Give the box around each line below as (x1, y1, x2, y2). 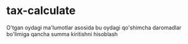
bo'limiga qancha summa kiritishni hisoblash (6, 30, 118, 37)
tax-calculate (6, 4, 76, 18)
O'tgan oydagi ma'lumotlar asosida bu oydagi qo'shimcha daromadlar (6, 24, 182, 31)
